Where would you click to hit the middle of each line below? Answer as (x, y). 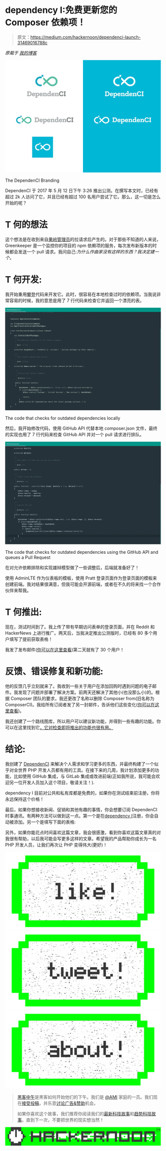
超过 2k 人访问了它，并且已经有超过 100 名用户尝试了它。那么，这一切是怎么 (83, 197)
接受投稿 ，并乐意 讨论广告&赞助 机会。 (60, 1103)
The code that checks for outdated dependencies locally (63, 418)
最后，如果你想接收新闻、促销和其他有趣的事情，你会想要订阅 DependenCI (81, 809)
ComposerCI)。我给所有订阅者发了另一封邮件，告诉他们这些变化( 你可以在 (80, 704)
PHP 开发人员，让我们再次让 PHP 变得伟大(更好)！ (56, 845)
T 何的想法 (26, 225)
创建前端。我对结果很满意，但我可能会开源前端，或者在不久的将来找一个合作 (83, 584)
